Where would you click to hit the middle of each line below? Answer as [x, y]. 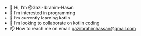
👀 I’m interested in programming [43, 13]
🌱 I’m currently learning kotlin [40, 18]
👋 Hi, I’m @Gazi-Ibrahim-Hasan [42, 8]
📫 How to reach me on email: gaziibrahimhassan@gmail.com [73, 28]
